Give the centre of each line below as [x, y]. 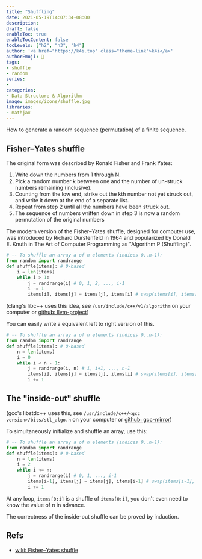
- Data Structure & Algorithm [44, 96]
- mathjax [19, 113]
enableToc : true [26, 34]
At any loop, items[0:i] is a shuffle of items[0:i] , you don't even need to [97, 498]
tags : [13, 62]
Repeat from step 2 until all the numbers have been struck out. [92, 207]
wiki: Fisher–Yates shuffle [47, 550]
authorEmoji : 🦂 [25, 57]
